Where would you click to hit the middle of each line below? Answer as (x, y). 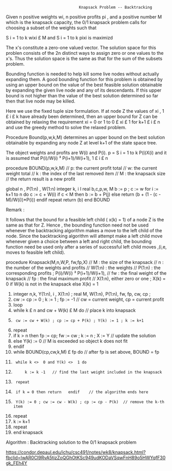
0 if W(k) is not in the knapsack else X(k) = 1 (52, 284)
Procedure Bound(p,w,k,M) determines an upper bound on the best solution (85, 137)
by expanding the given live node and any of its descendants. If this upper (84, 90)
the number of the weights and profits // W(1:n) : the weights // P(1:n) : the (83, 268)
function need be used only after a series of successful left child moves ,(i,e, (86, 247)
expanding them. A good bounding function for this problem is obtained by (84, 79)
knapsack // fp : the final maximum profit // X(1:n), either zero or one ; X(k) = (86, 279)
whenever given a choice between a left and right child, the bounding (79, 241)
